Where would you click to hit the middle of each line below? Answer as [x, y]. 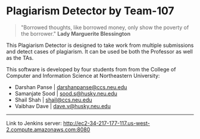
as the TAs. [20, 58]
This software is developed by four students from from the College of [91, 69]
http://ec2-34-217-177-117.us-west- [107, 123]
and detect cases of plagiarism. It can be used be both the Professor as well [100, 51]
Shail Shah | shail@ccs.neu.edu [53, 100]
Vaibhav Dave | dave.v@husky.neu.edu [63, 106]
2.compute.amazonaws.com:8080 [48, 129]
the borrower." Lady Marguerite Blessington [76, 33]
